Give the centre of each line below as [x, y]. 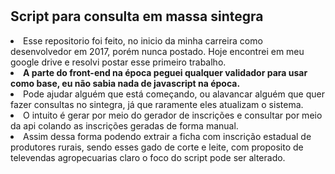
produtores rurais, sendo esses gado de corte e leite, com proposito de [157, 147]
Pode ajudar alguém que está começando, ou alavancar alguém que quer [174, 94]
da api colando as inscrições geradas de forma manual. [124, 125]
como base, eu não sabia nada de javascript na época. [125, 83]
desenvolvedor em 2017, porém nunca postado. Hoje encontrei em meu [157, 51]
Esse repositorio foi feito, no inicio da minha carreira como [143, 40]
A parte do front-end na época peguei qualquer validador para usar [165, 72]
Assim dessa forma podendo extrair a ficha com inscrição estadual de [167, 136]
